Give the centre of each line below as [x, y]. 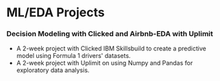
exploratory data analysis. [53, 70]
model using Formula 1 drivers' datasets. [73, 56]
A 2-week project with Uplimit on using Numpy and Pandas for [105, 63]
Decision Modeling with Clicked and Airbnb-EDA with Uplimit [110, 34]
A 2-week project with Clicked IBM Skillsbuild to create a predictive [111, 48]
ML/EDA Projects [56, 13]
